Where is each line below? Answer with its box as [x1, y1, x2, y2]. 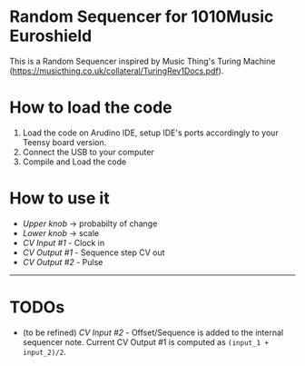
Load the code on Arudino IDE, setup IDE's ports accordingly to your [22, 127, 279, 138]
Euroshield [9, 25, 93, 46]
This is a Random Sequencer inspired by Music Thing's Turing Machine [9, 55, 276, 66]
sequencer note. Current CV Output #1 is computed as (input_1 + [22, 336, 270, 347]
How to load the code [9, 97, 172, 118]
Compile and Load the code [22, 156, 127, 167]
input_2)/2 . [22, 346, 66, 357]
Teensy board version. [22, 136, 107, 147]
